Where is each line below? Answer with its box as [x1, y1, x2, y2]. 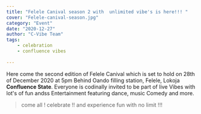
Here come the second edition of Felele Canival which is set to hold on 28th [6, 70, 196, 77]
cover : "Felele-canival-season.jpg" [6, 14, 99, 21]
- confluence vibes [17, 48, 67, 54]
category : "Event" [6, 20, 53, 26]
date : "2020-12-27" [6, 25, 56, 32]
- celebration [17, 43, 53, 49]
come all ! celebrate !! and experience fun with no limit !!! [21, 101, 163, 109]
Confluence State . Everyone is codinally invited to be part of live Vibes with [6, 83, 196, 90]
